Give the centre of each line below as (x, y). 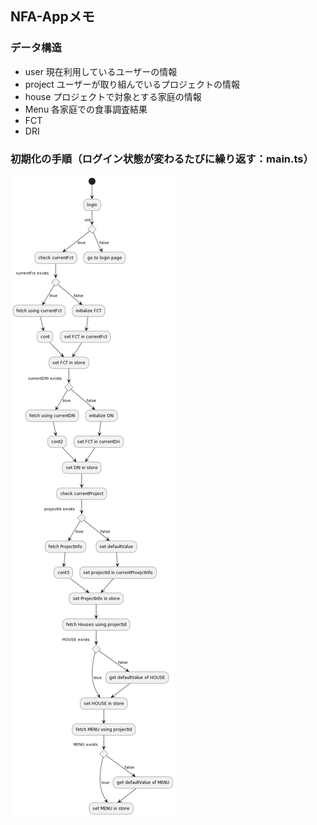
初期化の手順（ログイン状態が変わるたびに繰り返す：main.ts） (162, 159)
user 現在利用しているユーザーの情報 (101, 71)
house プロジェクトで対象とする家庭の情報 (113, 96)
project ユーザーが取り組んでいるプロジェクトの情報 (132, 84)
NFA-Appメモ (52, 17)
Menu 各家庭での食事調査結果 (86, 109)
